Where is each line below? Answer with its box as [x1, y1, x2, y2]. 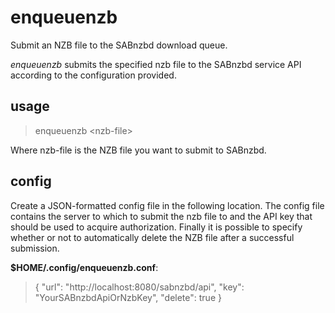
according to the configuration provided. [10, 69, 177, 81]
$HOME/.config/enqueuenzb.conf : [10, 261, 159, 273]
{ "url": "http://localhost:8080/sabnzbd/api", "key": [34, 281, 245, 293]
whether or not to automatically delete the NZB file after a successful [10, 231, 295, 243]
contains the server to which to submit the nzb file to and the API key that [10, 210, 313, 222]
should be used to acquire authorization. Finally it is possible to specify [10, 221, 303, 233]
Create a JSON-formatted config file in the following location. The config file [10, 199, 325, 211]
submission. [10, 242, 60, 254]
